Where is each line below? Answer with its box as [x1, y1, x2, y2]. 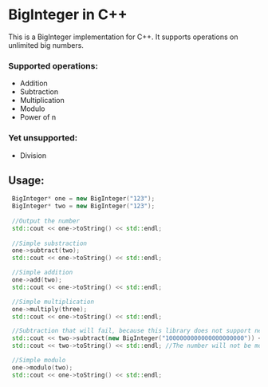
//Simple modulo [11, 357, 66, 365]
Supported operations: [8, 60, 98, 71]
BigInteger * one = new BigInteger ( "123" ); [11, 195, 156, 203]
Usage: [8, 173, 45, 187]
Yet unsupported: [8, 132, 78, 144]
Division [19, 150, 46, 160]
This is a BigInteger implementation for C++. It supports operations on [8, 32, 238, 41]
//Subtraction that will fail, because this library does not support [11, 327, 251, 335]
